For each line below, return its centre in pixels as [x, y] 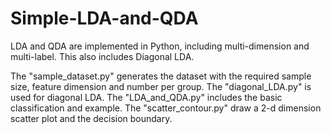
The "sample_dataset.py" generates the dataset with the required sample [161, 76]
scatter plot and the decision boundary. [91, 118]
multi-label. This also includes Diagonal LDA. [102, 56]
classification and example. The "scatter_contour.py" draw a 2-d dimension [166, 108]
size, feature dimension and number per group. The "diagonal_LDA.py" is [161, 86]
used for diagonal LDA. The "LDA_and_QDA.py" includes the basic [146, 97]
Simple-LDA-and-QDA [104, 18]
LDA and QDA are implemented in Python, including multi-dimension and [160, 46]
